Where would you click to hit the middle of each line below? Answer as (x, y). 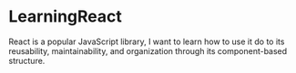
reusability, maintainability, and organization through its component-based (148, 50)
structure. (27, 60)
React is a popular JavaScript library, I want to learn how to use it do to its (147, 41)
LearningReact (65, 17)
